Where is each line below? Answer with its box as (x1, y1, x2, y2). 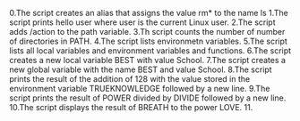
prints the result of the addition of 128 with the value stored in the (9, 74, 251, 84)
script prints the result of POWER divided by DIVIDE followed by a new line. (9, 93, 287, 103)
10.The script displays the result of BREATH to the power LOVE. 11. (9, 102, 253, 112)
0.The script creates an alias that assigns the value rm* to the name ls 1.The (9, 8, 288, 18)
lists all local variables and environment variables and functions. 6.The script (9, 45, 292, 56)
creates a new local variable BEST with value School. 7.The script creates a (9, 55, 287, 65)
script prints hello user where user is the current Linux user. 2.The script (9, 17, 276, 28)
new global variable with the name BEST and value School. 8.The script (9, 64, 272, 75)
